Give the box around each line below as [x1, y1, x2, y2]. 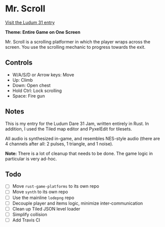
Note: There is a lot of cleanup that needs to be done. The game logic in [5, 150, 153, 156]
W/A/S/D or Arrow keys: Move [12, 72, 75, 78]
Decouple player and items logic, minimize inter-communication [12, 200, 143, 206]
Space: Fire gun [12, 93, 45, 99]
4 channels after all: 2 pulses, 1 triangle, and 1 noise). [5, 140, 113, 147]
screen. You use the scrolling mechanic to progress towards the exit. [5, 44, 146, 50]
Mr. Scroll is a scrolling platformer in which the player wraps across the [5, 38, 151, 45]
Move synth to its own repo [12, 189, 68, 195]
